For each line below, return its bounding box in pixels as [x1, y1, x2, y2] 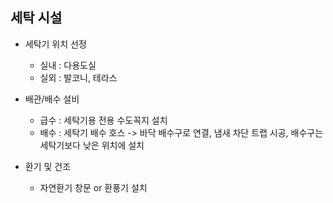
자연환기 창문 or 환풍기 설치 [39, 181, 148, 193]
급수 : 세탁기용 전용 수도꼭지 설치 [39, 114, 168, 126]
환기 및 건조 [24, 160, 72, 172]
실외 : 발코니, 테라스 [39, 71, 118, 83]
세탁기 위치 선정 [24, 38, 87, 50]
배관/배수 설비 [24, 93, 80, 105]
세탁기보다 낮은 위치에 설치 [39, 139, 145, 151]
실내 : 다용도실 [39, 59, 97, 71]
